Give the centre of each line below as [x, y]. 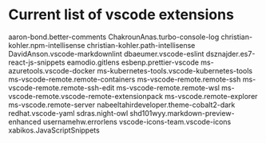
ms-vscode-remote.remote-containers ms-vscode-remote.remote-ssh [125, 79]
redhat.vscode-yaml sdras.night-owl [68, 113]
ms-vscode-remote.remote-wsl [168, 87]
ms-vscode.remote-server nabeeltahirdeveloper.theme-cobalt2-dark [122, 105]
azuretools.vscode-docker [52, 70]
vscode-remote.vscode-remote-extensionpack [86, 96]
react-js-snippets [37, 62]
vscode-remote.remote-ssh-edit [62, 87]
